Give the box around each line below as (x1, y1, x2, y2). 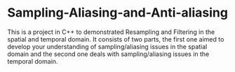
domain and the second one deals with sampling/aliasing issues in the (7, 50, 210, 58)
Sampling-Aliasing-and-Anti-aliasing (7, 5, 228, 21)
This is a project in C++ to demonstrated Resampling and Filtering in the (7, 28, 215, 36)
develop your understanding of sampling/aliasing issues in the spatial (7, 42, 208, 51)
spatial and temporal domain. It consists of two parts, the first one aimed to (7, 35, 224, 43)
